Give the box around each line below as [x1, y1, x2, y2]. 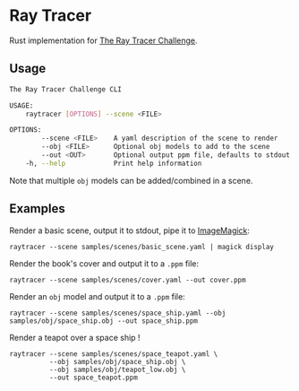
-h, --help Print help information [25, 159, 202, 168]
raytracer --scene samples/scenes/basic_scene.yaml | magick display [9, 242, 275, 251]
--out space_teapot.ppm [48, 373, 139, 382]
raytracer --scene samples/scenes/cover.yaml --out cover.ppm [9, 275, 246, 284]
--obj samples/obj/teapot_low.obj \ [48, 365, 186, 374]
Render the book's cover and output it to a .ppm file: [9, 257, 200, 269]
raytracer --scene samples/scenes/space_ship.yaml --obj [9, 308, 226, 317]
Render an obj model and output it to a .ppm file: [9, 291, 185, 301]
